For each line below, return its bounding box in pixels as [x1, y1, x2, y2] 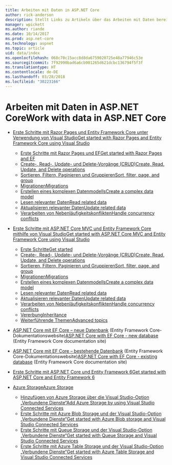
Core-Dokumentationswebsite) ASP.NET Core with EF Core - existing [12, 353, 158, 359]
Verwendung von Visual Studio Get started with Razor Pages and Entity [12, 134, 162, 141]
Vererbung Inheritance [20, 312, 67, 318]
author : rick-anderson [5, 12, 54, 17]
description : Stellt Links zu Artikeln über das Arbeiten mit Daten [5, 17, 155, 22]
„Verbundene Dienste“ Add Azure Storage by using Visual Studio [20, 399, 155, 405]
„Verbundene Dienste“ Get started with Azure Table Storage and [20, 449, 155, 455]
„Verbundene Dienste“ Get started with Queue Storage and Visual [20, 432, 157, 438]
